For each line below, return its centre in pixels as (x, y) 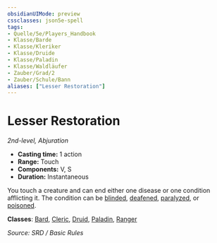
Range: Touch (38, 162)
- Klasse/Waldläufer (38, 66)
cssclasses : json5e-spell (45, 20)
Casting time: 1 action (50, 154)
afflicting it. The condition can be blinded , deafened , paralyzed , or (103, 198)
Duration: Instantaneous (53, 177)
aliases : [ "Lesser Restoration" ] (56, 86)
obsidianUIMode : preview (44, 14)
